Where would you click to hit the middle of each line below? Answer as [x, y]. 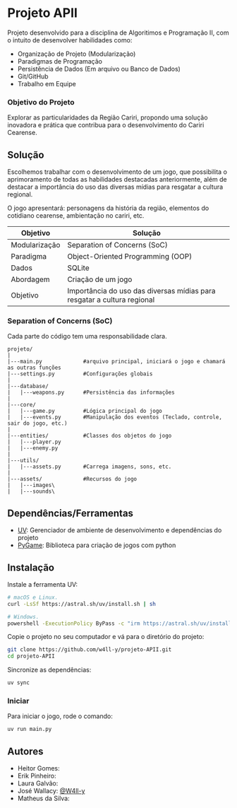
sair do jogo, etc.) [38, 423]
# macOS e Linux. [33, 597]
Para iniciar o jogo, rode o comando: [60, 716]
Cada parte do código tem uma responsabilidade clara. [87, 336]
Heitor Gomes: [38, 768]
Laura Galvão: [38, 783]
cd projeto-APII [31, 656]
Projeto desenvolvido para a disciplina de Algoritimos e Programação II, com [118, 33]
